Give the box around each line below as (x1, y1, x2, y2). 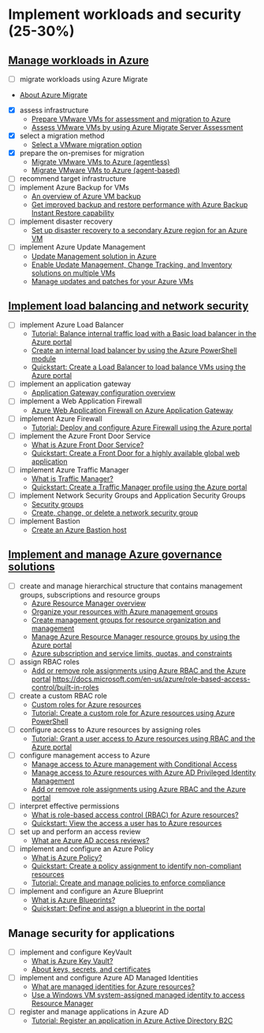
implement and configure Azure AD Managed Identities (19, 973, 199, 983)
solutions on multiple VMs (31, 268, 116, 277)
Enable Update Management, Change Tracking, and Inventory (31, 260, 232, 269)
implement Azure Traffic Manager (19, 465, 129, 474)
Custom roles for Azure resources (31, 699, 142, 709)
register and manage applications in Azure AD (19, 1007, 169, 1016)
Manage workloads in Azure (8, 54, 150, 67)
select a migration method (19, 131, 105, 141)
